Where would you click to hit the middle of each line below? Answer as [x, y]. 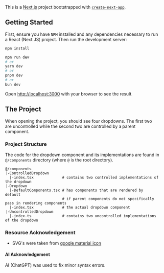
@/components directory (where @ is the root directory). [59, 160]
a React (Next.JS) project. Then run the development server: [66, 39]
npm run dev [17, 57]
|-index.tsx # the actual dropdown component [70, 207]
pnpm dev [14, 75]
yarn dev [14, 66]
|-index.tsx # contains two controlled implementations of [84, 177]
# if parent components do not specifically [108, 199]
